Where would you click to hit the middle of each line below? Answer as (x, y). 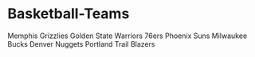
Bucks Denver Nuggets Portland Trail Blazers (81, 44)
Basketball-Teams (69, 14)
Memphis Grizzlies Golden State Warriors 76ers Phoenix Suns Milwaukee (127, 36)
